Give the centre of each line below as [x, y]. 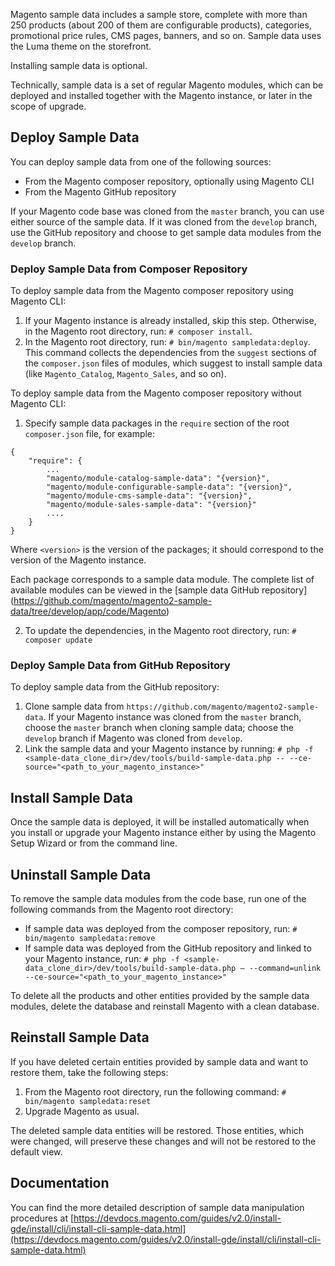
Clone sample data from [74, 706]
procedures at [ [42, 1218]
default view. [36, 1151]
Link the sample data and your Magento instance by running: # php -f [169, 749]
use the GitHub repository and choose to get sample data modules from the [166, 232]
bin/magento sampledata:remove [90, 939]
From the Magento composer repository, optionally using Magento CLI [169, 181]
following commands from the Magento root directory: [122, 910]
